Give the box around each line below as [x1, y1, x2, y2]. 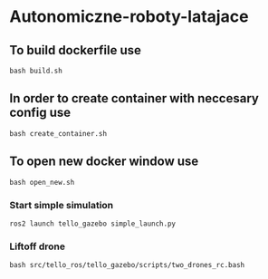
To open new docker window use [9, 154, 199, 169]
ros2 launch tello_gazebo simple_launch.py [9, 219, 177, 228]
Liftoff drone [9, 240, 66, 253]
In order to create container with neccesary [9, 91, 260, 106]
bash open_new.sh [9, 178, 75, 187]
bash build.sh [9, 66, 63, 75]
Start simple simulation [9, 198, 114, 211]
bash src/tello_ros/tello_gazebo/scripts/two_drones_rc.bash [9, 261, 245, 270]
